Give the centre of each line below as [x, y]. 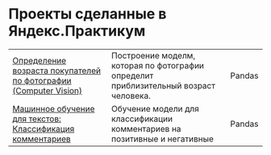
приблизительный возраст [164, 85]
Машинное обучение [54, 108]
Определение [40, 60]
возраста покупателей [56, 71]
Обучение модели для [155, 108]
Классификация [44, 128]
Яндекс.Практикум [77, 31]
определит [133, 75]
